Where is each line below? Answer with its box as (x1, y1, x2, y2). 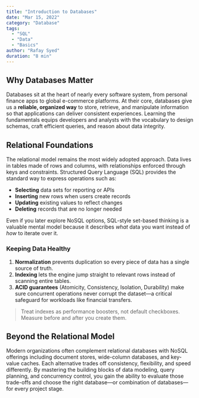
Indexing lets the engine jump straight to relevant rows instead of (14, 271, 176, 278)
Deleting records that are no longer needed (14, 205, 122, 212)
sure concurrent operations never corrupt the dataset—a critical (14, 290, 172, 297)
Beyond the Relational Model (6, 331, 115, 341)
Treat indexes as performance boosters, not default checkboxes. (20, 308, 181, 315)
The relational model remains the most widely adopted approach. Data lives (6, 156, 192, 163)
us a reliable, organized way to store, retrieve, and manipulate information (6, 104, 189, 111)
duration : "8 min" (6, 53, 52, 59)
